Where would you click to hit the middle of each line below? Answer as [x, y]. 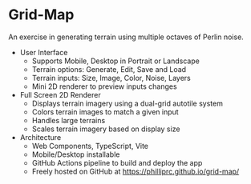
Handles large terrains [69, 120]
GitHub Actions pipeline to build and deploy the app [117, 162]
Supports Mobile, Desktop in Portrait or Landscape [116, 61]
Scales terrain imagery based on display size [106, 129]
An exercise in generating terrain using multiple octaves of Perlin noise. [126, 37]
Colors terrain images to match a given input [105, 112]
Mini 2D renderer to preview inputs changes [105, 86]
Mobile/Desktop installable [76, 154]
